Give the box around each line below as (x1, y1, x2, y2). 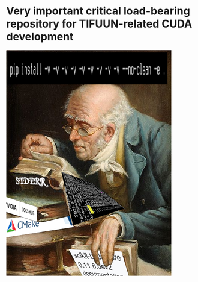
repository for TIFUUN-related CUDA (6, 17, 193, 31)
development (6, 30, 74, 43)
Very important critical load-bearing (6, 4, 190, 18)
